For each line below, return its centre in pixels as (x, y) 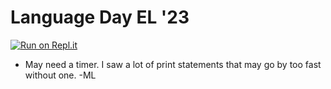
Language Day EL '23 (100, 17)
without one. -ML (60, 75)
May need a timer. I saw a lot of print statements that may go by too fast (173, 64)
